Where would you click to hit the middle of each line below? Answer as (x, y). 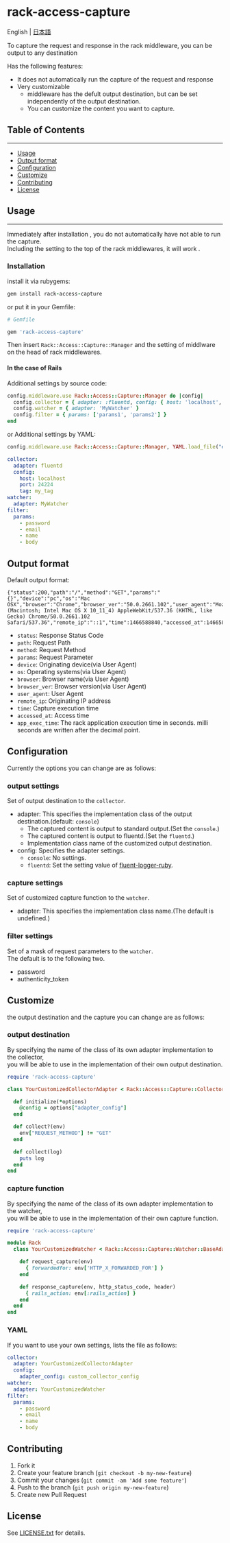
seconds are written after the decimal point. (78, 730)
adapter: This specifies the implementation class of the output (104, 814)
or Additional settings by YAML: (51, 434)
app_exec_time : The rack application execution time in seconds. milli (113, 723)
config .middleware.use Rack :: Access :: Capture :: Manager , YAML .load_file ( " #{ (117, 447)
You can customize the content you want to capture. (101, 108)
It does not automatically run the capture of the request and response (115, 79)
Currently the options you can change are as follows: (81, 768)
